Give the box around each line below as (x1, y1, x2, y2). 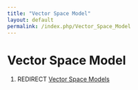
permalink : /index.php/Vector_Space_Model (7, 23, 131, 30)
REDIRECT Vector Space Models (17, 75, 110, 83)
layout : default (7, 16, 54, 23)
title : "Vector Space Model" (7, 10, 91, 17)
